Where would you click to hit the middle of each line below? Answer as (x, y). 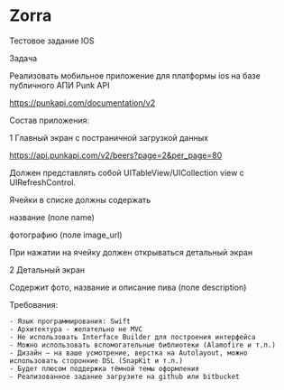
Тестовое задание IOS (52, 41)
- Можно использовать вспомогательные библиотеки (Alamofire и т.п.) (143, 345)
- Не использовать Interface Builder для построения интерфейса (133, 337)
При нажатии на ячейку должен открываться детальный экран (131, 252)
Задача (23, 58)
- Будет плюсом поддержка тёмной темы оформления (105, 368)
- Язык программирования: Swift (70, 321)
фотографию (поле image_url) (66, 235)
